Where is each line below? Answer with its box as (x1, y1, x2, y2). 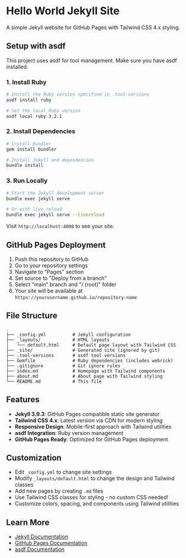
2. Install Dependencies (6, 127, 76, 135)
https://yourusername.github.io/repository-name (14, 294, 137, 301)
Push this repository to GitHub (14, 256, 89, 263)
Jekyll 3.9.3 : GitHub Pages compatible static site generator (14, 410, 160, 417)
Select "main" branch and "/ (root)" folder (14, 280, 117, 288)
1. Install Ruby (6, 78, 47, 86)
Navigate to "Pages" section (14, 268, 84, 275)
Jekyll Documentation (14, 533, 68, 540)
